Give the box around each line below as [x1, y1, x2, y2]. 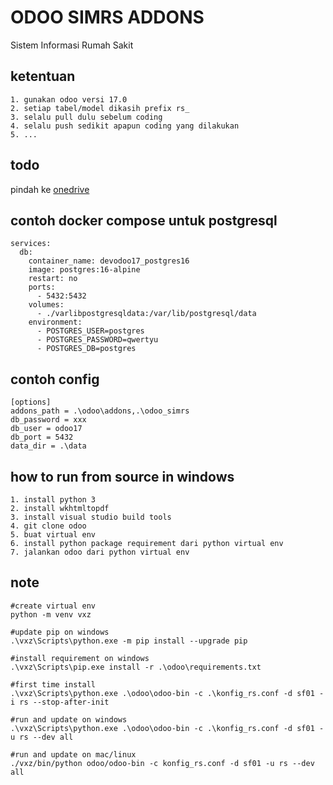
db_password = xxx [10, 415, 87, 425]
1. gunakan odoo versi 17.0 [10, 94, 128, 105]
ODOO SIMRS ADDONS [10, 6, 205, 29]
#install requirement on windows [10, 653, 150, 663]
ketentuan [10, 68, 76, 85]
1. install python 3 [10, 495, 97, 505]
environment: [28, 317, 83, 328]
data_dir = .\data [10, 441, 87, 451]
